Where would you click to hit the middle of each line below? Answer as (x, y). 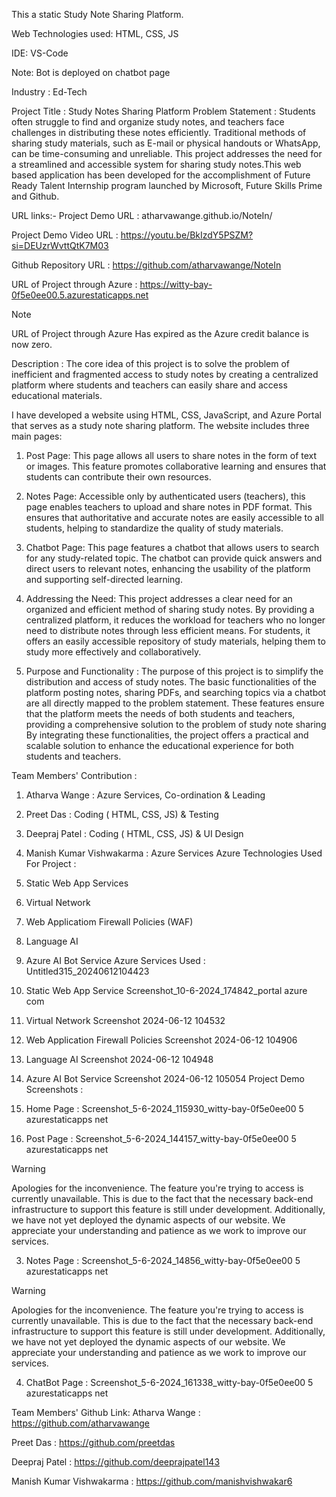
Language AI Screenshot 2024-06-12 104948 (119, 1059)
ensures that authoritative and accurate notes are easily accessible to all (174, 517)
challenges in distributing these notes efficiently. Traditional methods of (159, 132)
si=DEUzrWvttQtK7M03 (60, 245)
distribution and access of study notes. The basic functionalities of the (171, 682)
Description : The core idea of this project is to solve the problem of (151, 363)
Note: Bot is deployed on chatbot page (91, 72)
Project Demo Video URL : (65, 235)
